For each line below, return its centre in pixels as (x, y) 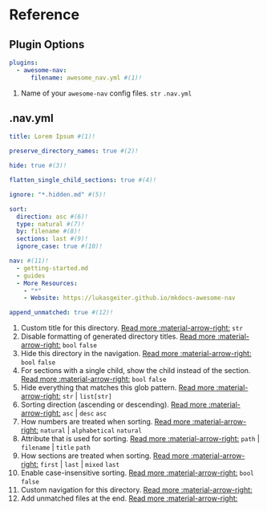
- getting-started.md (53, 268)
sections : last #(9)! (53, 239)
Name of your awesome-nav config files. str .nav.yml (106, 93)
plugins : (24, 63)
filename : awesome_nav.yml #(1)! (86, 78)
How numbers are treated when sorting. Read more (105, 422)
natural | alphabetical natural (91, 430)
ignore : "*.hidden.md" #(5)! (58, 194)
